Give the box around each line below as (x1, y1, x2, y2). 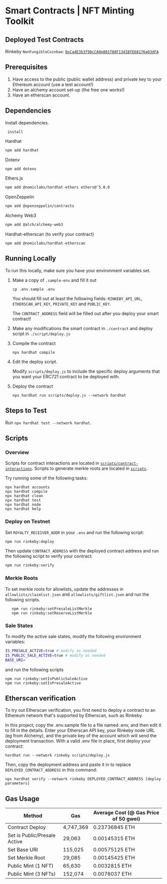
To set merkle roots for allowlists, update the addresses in (5, 586, 124, 592)
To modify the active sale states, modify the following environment (5, 633, 142, 639)
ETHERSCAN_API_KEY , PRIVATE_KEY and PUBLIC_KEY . (12, 301, 111, 307)
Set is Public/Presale (7, 832, 56, 839)
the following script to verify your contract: (5, 553, 93, 559)
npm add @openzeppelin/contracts (5, 204, 75, 209)
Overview (5, 448, 29, 455)
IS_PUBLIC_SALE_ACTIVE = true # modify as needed (5, 653, 106, 658)
